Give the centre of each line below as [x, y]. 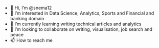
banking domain [27, 18]
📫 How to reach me [31, 40]
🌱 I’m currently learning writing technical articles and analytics [76, 24]
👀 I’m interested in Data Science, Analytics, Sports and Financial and [82, 13]
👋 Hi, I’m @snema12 [31, 8]
